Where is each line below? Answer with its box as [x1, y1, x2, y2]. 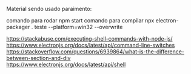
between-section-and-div [6, 55, 71, 61]
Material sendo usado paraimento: [6, 5, 92, 12]
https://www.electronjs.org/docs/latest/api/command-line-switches [6, 42, 175, 49]
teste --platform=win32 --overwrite [34, 24, 123, 30]
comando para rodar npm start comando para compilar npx [6, 17, 155, 24]
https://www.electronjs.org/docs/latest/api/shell [6, 61, 126, 68]
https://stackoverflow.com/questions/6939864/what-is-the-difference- [6, 48, 185, 55]
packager [6, 24, 30, 30]
